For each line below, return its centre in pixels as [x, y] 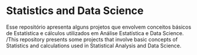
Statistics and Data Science [75, 11]
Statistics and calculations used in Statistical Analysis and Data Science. [94, 46]
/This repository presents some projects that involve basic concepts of [92, 39]
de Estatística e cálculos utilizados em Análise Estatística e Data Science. [95, 33]
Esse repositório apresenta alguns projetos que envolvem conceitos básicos [99, 27]
